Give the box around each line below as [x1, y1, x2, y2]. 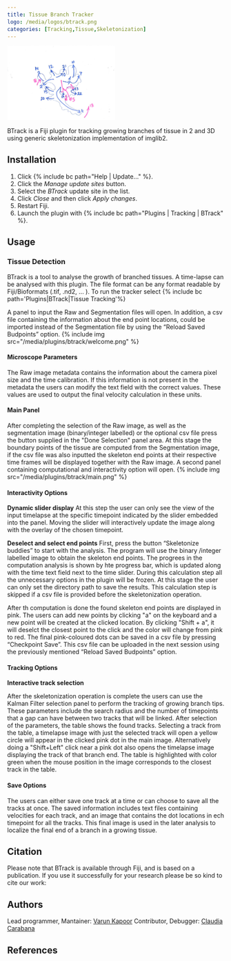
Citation [7, 845, 43, 858]
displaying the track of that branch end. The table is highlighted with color [7, 751, 217, 759]
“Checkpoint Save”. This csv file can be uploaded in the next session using [7, 640, 219, 649]
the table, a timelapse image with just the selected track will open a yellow [7, 729, 218, 737]
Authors [7, 898, 43, 910]
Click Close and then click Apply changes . [17, 194, 138, 203]
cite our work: [7, 879, 47, 887]
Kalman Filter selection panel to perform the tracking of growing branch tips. [7, 700, 225, 708]
